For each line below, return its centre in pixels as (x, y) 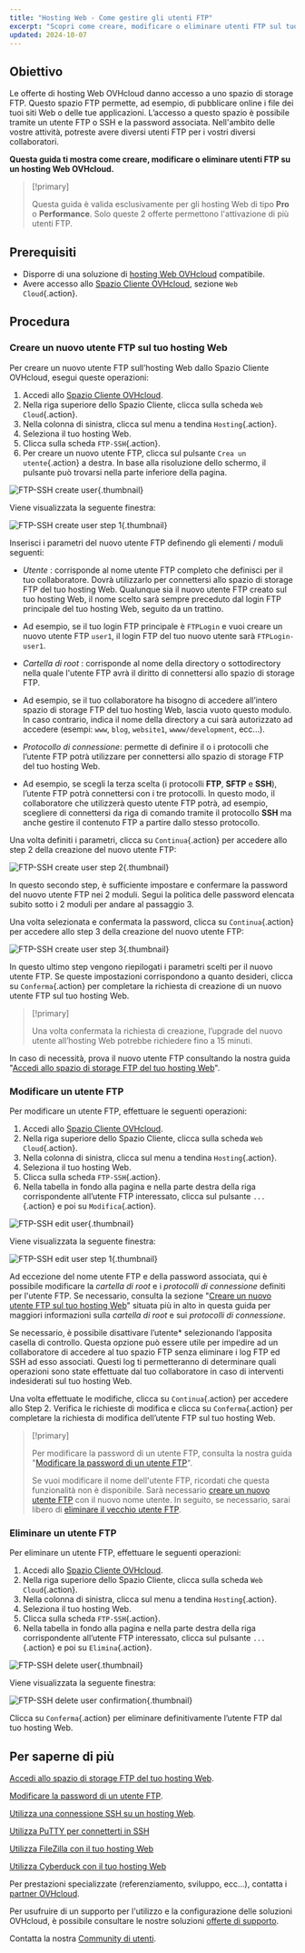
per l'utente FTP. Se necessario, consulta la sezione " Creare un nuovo (141, 1296)
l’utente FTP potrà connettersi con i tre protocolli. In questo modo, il (148, 793)
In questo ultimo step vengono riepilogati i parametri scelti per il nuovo (141, 966)
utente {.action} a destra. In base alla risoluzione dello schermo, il (144, 462)
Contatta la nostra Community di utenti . (83, 1938)
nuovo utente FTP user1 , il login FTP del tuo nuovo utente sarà (139, 636)
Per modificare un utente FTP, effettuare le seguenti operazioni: (128, 1111)
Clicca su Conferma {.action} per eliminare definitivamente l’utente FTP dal (146, 1718)
